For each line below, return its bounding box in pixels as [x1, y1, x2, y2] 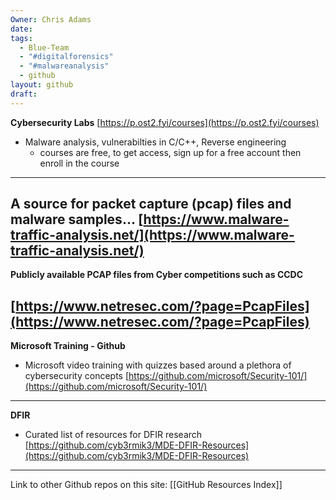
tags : [10, 33, 33, 43]
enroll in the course [39, 157, 120, 169]
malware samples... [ [10, 211, 144, 228]
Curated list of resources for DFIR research [24, 429, 203, 441]
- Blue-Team [19, 42, 70, 53]
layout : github [10, 80, 74, 90]
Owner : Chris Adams [10, 14, 92, 25]
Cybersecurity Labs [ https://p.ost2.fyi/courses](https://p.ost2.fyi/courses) [10, 116, 320, 128]
